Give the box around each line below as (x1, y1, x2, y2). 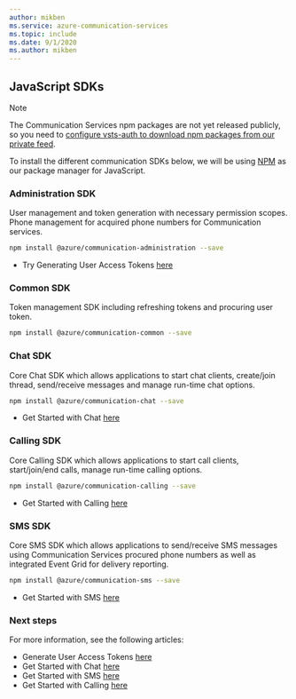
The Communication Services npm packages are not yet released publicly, (9, 119, 281, 130)
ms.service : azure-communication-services (9, 21, 168, 30)
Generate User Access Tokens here (21, 652, 152, 663)
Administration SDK (9, 187, 97, 200)
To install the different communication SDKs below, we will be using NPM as (9, 155, 286, 166)
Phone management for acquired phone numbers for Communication (9, 217, 261, 227)
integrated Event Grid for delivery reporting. (9, 559, 169, 569)
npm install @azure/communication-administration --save (9, 243, 224, 253)
